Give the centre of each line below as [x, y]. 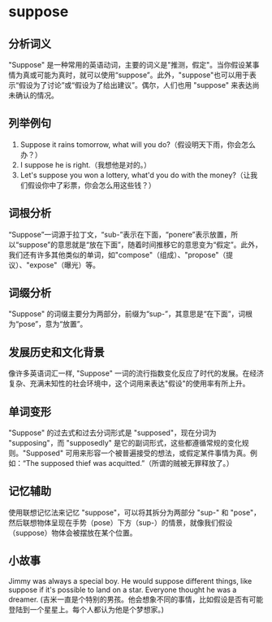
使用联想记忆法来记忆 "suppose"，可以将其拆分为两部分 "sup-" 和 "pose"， [135, 512]
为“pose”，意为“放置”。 [48, 324]
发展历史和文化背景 [56, 352]
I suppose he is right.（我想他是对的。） [86, 164]
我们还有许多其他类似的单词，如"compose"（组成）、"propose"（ [117, 254]
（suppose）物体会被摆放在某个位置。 [73, 533]
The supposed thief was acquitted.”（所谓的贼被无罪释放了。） [130, 463]
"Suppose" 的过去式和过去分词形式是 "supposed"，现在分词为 [112, 433]
